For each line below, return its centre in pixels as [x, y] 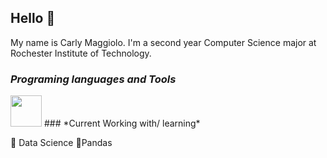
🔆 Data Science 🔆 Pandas [61, 143]
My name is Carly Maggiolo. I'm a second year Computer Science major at [163, 42]
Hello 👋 [33, 18]
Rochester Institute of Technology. [81, 53]
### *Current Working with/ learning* [122, 123]
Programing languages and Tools [93, 79]
